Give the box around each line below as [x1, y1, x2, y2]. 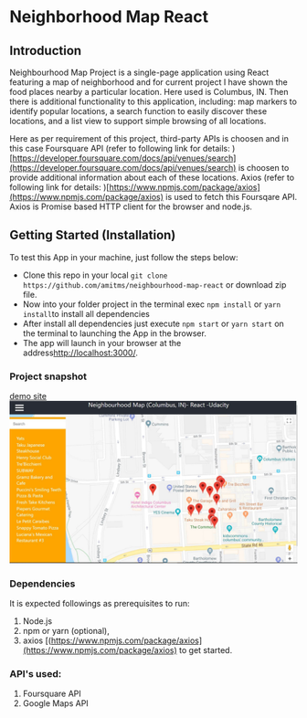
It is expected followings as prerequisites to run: [9, 597, 190, 608]
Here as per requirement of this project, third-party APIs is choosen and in [9, 133, 290, 143]
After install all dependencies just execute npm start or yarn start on [22, 318, 285, 329]
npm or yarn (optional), [22, 625, 110, 636]
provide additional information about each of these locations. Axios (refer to [9, 172, 295, 183]
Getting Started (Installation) [9, 227, 176, 243]
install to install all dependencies [22, 308, 151, 319]
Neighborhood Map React [9, 6, 209, 27]
